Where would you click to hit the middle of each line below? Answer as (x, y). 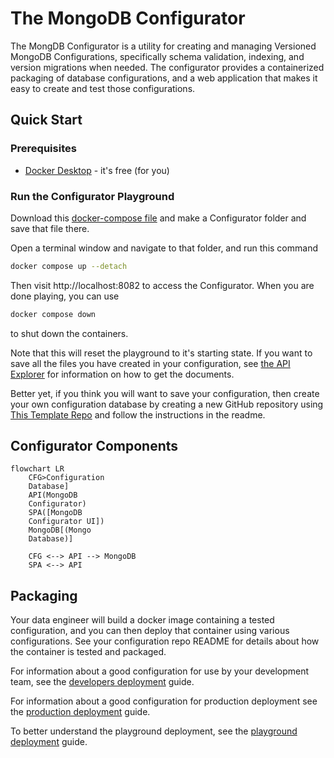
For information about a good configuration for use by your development (160, 671)
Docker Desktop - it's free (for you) (97, 170)
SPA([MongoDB (55, 513)
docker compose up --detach (69, 266)
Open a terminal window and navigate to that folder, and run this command (164, 248)
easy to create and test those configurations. (103, 88)
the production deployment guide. (80, 712)
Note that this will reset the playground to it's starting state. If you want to (161, 353)
